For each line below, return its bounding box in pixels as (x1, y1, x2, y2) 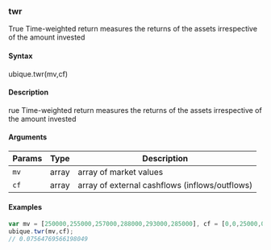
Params (12, 152, 43, 164)
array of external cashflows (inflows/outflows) (77, 179, 252, 190)
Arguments (8, 132, 48, 142)
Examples (8, 202, 43, 211)
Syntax (8, 51, 33, 60)
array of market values (77, 166, 164, 177)
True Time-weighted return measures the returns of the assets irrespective (8, 24, 258, 34)
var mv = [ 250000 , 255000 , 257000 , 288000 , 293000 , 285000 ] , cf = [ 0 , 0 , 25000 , (8, 220, 262, 228)
